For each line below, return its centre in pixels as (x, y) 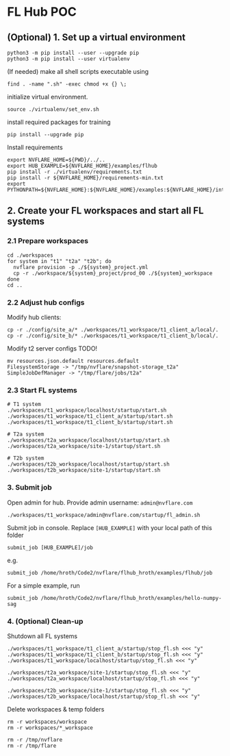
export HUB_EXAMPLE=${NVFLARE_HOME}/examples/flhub (82, 166)
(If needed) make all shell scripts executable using (78, 72)
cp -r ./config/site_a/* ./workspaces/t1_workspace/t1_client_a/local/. (113, 329)
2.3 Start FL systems (42, 390)
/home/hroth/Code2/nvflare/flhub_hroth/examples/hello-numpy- (131, 598)
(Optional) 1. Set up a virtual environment (97, 37)
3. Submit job (30, 488)
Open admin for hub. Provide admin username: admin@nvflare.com (100, 502)
